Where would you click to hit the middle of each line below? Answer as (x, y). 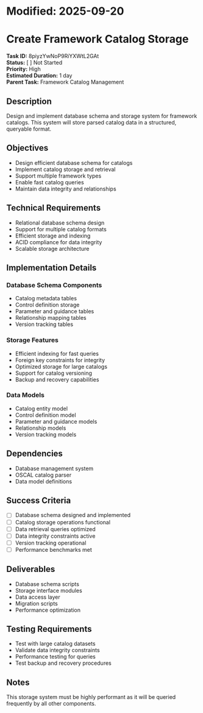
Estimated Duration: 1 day (39, 76)
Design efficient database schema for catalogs (74, 162)
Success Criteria (39, 501)
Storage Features (33, 340)
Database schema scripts (47, 584)
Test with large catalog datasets (55, 644)
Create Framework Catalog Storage (98, 39)
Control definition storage (47, 305)
